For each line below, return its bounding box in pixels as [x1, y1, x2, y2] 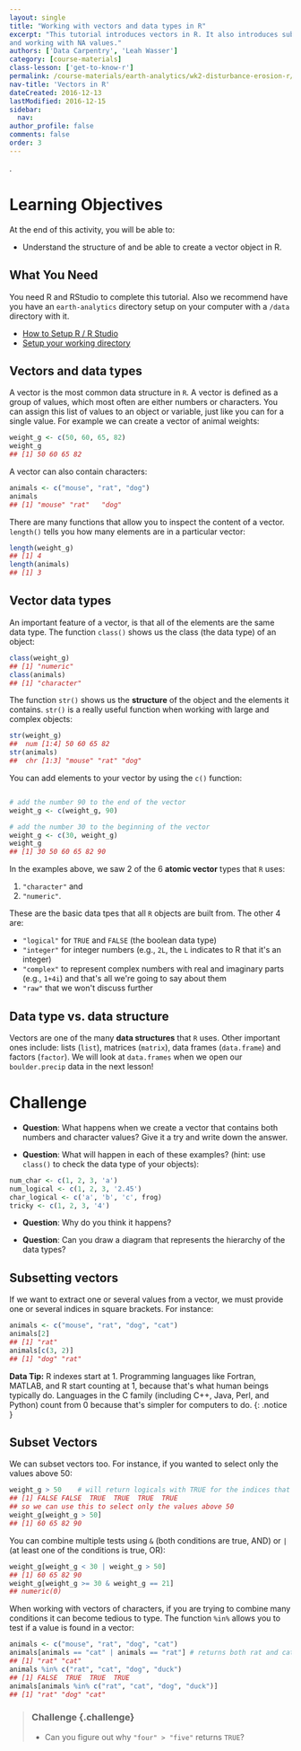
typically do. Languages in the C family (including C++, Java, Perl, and [9, 1389, 270, 1401]
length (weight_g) [9, 543, 74, 552]
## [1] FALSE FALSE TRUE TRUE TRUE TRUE [9, 1494, 178, 1503]
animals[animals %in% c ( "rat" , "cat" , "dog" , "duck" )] [9, 1681, 219, 1691]
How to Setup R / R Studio [21, 328, 119, 339]
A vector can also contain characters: [9, 466, 148, 477]
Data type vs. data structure [9, 1008, 169, 1024]
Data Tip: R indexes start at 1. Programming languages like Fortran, [9, 1370, 257, 1381]
